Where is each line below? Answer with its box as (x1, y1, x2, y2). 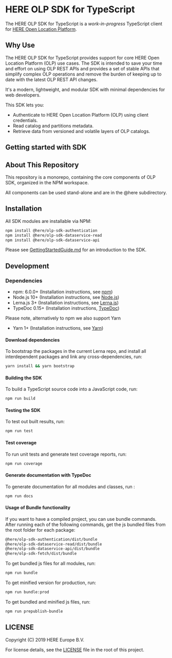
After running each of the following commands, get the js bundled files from (5, 521, 166, 528)
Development (5, 261, 50, 270)
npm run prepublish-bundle (5, 609, 63, 614)
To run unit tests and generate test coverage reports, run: (5, 451, 127, 457)
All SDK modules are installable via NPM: (5, 218, 91, 224)
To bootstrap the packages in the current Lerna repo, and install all (5, 348, 146, 354)
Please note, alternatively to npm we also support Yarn (5, 315, 121, 322)
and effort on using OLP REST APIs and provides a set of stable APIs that (5, 65, 160, 71)
